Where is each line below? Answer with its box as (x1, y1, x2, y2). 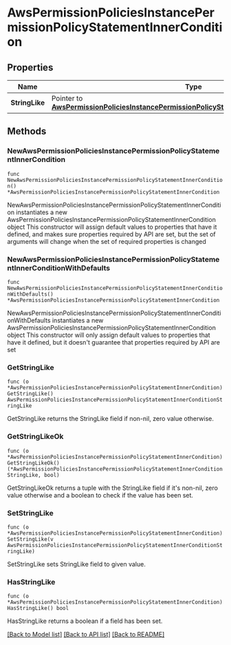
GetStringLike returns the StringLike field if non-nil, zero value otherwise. (7, 415, 214, 423)
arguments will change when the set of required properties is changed (7, 237, 206, 245)
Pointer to (51, 94, 83, 103)
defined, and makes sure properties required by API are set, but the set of (7, 229, 217, 238)
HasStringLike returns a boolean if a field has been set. (7, 617, 163, 625)
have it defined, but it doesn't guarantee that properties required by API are (7, 338, 220, 346)
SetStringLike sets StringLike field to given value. (7, 560, 146, 568)
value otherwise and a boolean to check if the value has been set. (7, 491, 194, 499)
